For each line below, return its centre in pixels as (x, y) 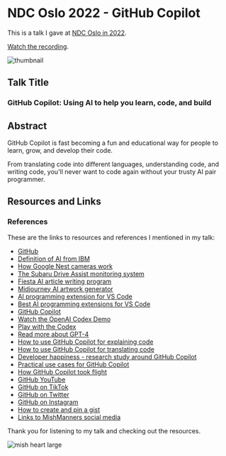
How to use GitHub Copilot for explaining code (85, 342)
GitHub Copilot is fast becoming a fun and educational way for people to (113, 143)
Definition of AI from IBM (54, 259)
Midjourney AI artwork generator (65, 288)
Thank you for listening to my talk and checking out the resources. (104, 430)
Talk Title (28, 83)
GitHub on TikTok (43, 387)
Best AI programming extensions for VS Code (84, 304)
